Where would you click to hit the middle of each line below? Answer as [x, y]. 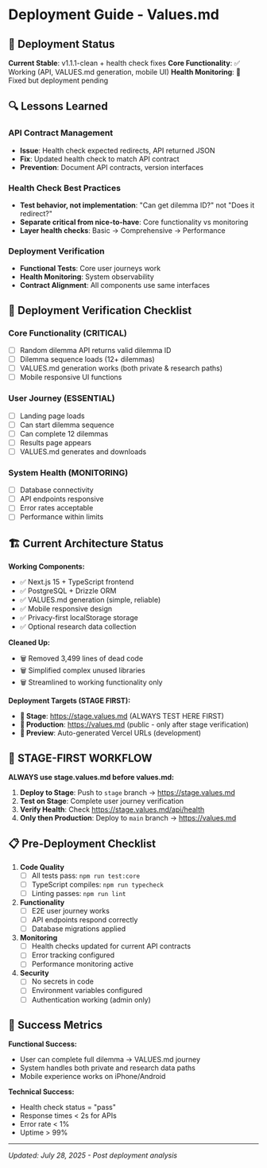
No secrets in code [62, 982]
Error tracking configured [73, 955]
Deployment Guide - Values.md [114, 15]
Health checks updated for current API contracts [111, 946]
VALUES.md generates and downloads [83, 452]
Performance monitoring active [82, 964]
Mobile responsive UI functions [71, 377]
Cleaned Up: [29, 642]
